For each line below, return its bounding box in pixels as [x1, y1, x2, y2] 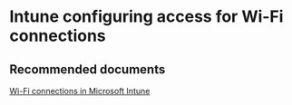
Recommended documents [9, 62, 166, 77]
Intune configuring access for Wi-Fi [9, 6, 284, 27]
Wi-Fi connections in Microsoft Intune [9, 86, 151, 96]
